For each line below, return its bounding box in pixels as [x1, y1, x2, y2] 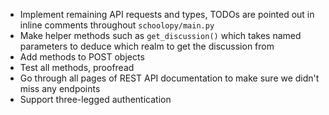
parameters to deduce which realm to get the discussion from [19, 40, 275, 52]
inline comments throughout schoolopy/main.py [19, 19, 215, 31]
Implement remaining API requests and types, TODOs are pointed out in [19, 9, 315, 20]
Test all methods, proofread [19, 62, 135, 73]
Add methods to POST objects [19, 51, 145, 63]
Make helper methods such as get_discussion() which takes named [19, 30, 302, 41]
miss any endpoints [19, 83, 101, 94]
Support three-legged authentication [19, 94, 172, 105]
